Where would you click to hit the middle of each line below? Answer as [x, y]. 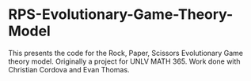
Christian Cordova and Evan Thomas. [69, 69]
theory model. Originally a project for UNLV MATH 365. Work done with [124, 61]
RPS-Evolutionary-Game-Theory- [121, 15]
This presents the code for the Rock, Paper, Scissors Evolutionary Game [126, 53]
